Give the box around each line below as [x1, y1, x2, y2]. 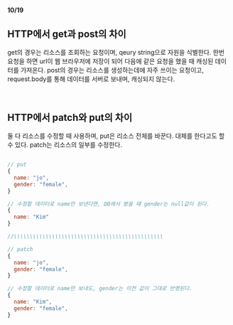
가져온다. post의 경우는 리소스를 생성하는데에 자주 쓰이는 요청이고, [20, 66, 205, 75]
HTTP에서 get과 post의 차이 [7, 28, 126, 40]
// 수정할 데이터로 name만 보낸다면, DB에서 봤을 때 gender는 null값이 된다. [7, 200, 210, 208]
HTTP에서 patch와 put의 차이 [7, 111, 133, 124]
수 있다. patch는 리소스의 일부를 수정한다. [7, 141, 123, 149]
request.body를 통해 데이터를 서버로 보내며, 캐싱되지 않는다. [7, 75, 175, 83]
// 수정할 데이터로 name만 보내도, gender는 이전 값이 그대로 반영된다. [7, 285, 193, 292]
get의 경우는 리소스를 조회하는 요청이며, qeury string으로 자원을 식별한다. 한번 [7, 48, 225, 57]
